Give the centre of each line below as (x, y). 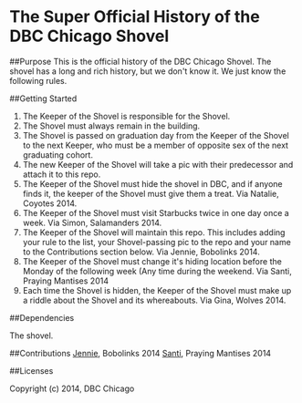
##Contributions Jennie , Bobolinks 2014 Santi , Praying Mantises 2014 (141, 353)
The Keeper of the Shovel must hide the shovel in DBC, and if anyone (152, 183)
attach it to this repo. (62, 174)
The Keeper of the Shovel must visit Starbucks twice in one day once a (156, 212)
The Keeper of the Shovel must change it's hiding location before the (152, 261)
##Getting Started (43, 98)
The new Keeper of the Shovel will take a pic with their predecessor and (158, 164)
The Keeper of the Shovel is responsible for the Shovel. (126, 116)
